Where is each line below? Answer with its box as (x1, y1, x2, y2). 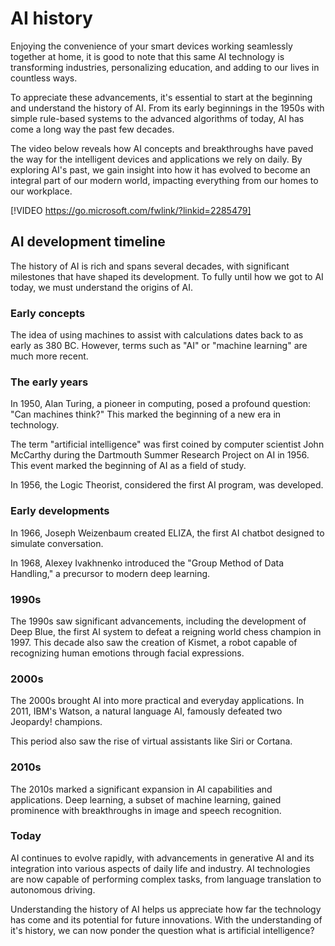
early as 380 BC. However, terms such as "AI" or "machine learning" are (10, 340, 308, 352)
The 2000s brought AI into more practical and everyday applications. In (10, 695, 305, 707)
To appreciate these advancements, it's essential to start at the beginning (10, 91, 313, 103)
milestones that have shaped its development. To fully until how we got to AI (10, 270, 324, 282)
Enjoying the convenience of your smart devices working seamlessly (10, 40, 293, 52)
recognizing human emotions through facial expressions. (10, 647, 245, 659)
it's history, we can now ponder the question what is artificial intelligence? (10, 924, 315, 936)
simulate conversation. (10, 537, 104, 549)
